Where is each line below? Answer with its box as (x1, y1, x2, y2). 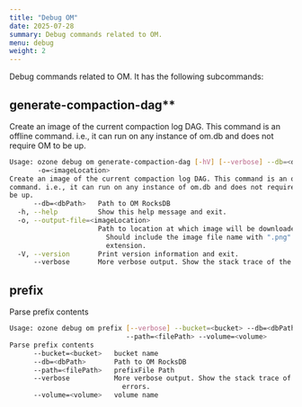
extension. (105, 241, 147, 250)
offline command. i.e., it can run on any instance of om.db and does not (9, 130, 274, 141)
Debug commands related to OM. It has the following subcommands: (9, 71, 264, 82)
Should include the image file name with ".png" (105, 233, 292, 242)
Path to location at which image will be (97, 224, 255, 234)
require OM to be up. (9, 140, 87, 151)
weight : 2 (9, 47, 47, 56)
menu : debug (9, 38, 54, 48)
